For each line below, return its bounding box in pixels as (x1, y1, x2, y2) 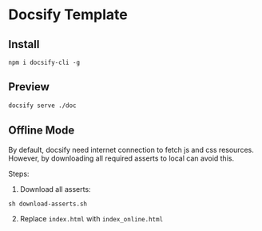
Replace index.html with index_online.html (19, 213, 164, 223)
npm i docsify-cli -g (8, 58, 81, 66)
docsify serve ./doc (8, 102, 77, 110)
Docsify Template (8, 6, 128, 24)
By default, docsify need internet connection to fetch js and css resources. (8, 145, 254, 154)
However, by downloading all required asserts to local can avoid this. (8, 153, 234, 163)
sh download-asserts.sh (8, 200, 88, 208)
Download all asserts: (19, 184, 91, 193)
